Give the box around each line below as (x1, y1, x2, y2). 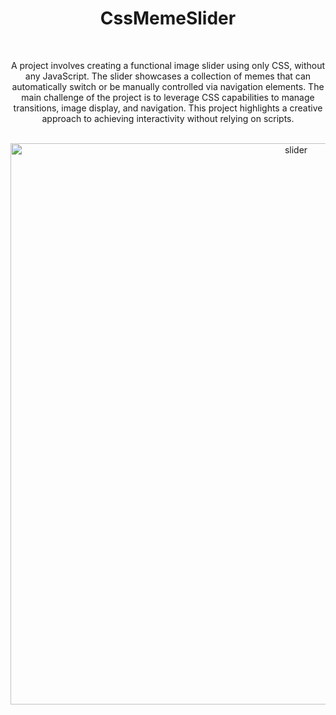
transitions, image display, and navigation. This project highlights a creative (13, 102, 323, 114)
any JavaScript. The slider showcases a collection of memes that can (24, 70, 312, 82)
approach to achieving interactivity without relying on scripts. (41, 112, 295, 124)
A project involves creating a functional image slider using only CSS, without (10, 59, 326, 71)
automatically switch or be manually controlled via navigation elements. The (11, 80, 325, 92)
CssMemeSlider (99, 7, 237, 30)
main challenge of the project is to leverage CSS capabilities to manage (21, 91, 315, 103)
